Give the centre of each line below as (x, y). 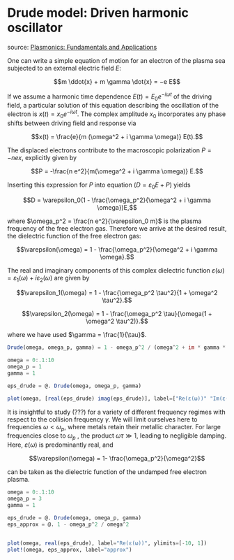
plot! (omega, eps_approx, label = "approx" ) (70, 550)
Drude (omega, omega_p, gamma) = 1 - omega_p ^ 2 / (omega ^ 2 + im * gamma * (117, 347)
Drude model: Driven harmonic (98, 13)
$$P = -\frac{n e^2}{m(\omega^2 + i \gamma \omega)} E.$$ (117, 171)
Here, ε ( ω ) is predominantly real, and (60, 445)
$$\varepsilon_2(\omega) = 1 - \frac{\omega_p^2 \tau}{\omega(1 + (117, 314)
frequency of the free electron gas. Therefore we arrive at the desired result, (117, 228)
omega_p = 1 (24, 367)
